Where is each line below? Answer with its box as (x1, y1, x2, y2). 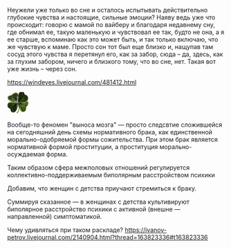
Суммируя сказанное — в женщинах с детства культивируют (7, 197, 190, 206)
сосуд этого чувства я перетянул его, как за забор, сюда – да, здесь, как (7, 50, 223, 58)
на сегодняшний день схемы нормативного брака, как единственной (7, 128, 213, 136)
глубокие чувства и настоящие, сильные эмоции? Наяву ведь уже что (7, 13, 216, 21)
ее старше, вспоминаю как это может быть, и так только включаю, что (7, 35, 219, 44)
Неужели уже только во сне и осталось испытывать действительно (7, 6, 208, 14)
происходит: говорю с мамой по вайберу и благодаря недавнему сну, (7, 21, 216, 28)
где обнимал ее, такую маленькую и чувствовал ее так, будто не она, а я (7, 28, 225, 36)
